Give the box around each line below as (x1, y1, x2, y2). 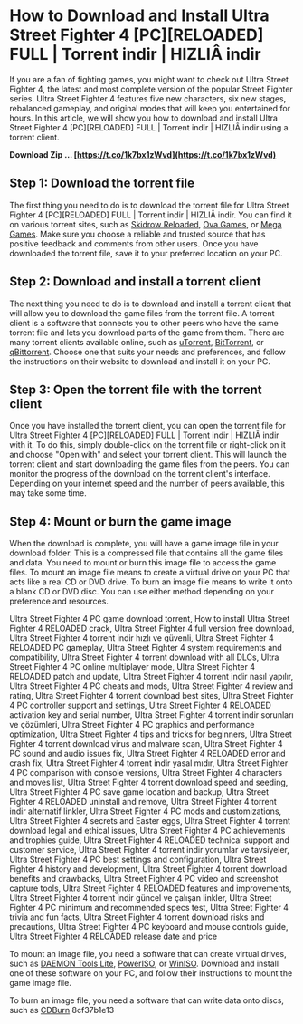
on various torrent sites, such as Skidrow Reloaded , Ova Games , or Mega (9, 218, 282, 229)
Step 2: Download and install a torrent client (9, 274, 261, 290)
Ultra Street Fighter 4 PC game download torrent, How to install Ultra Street (9, 613, 290, 624)
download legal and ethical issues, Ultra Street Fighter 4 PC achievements (9, 826, 286, 836)
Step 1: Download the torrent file (9, 176, 194, 191)
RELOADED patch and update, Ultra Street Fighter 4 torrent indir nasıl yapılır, (9, 671, 294, 682)
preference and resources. (9, 595, 109, 607)
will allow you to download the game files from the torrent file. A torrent (9, 307, 275, 318)
